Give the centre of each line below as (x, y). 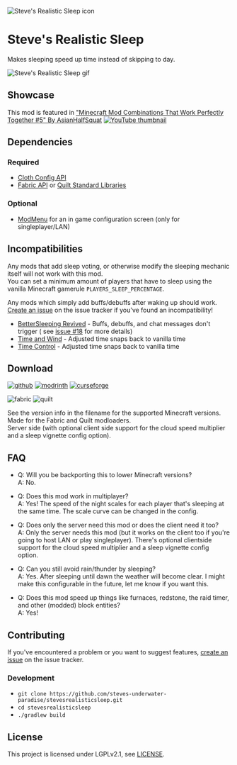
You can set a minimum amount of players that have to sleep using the (110, 281)
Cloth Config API (42, 178)
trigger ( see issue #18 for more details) (75, 331)
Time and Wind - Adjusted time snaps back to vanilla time (102, 339)
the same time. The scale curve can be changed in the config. (108, 511)
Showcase (31, 95)
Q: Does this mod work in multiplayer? (73, 496)
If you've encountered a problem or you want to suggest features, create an (118, 652)
